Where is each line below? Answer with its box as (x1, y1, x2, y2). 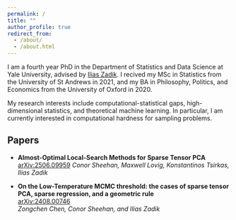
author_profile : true (7, 23, 71, 30)
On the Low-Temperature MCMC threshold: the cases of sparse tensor (17, 182, 230, 190)
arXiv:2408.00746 (17, 197, 71, 205)
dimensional (7, 107, 43, 115)
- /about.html (13, 43, 55, 50)
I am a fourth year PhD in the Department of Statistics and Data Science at (7, 63, 224, 71)
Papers (7, 134, 40, 146)
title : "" (7, 17, 37, 24)
